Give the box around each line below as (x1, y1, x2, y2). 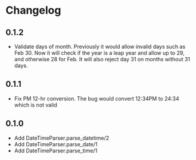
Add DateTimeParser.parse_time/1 (14, 147, 98, 154)
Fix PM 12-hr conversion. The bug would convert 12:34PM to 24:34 (14, 95, 179, 102)
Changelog (5, 4, 61, 17)
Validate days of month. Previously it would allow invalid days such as (14, 43, 186, 50)
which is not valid (14, 101, 58, 108)
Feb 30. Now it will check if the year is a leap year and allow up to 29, (14, 49, 185, 57)
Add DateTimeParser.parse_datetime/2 (14, 134, 110, 142)
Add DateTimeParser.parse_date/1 (14, 140, 98, 148)
